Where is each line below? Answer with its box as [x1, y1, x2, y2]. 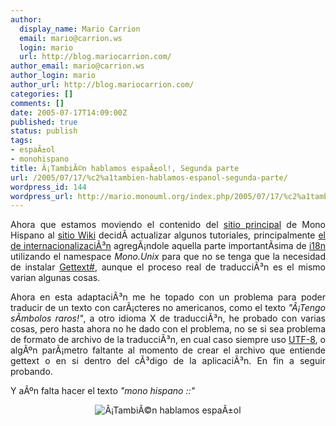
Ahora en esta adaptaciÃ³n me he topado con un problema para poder [10, 291, 326, 303]
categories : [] [10, 89, 74, 99]
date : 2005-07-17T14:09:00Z [10, 107, 128, 118]
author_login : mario [10, 71, 97, 81]
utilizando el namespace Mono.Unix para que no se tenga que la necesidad [10, 251, 327, 263]
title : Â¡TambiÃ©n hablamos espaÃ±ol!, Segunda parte [10, 163, 240, 173]
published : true [10, 117, 78, 127]
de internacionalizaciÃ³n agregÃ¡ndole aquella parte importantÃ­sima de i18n [10, 240, 326, 252]
